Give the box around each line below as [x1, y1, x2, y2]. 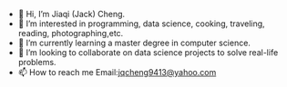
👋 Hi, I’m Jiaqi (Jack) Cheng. [17, 9, 126, 19]
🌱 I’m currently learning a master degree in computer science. [17, 37, 251, 48]
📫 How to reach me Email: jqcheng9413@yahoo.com [17, 67, 217, 77]
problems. [17, 57, 56, 67]
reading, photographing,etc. [17, 28, 124, 38]
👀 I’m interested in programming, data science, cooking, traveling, [17, 18, 266, 29]
